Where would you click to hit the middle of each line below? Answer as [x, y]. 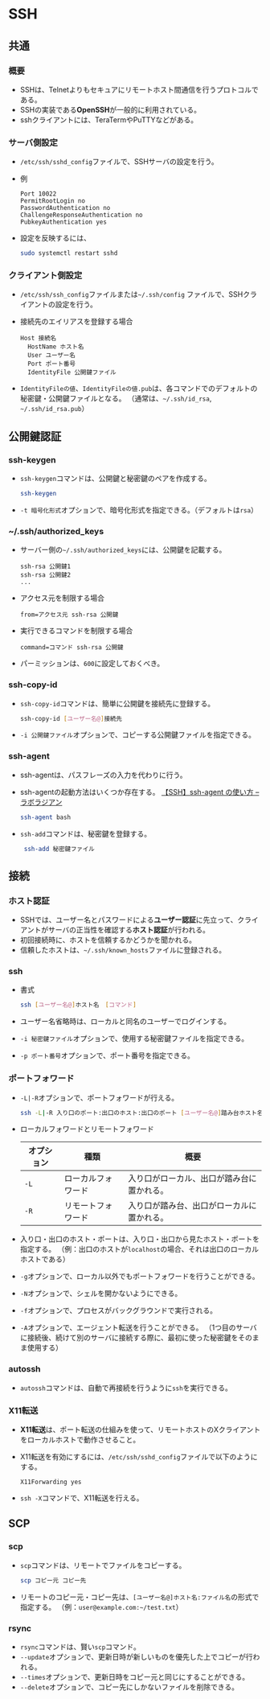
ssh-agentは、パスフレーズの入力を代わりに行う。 [103, 775]
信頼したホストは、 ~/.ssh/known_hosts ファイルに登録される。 [123, 950]
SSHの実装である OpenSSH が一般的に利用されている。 [110, 109]
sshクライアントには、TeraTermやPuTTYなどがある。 [109, 119]
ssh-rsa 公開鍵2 [45, 575]
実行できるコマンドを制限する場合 [76, 631]
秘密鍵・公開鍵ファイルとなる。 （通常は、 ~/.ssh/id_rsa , [116, 398]
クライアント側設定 [45, 275]
